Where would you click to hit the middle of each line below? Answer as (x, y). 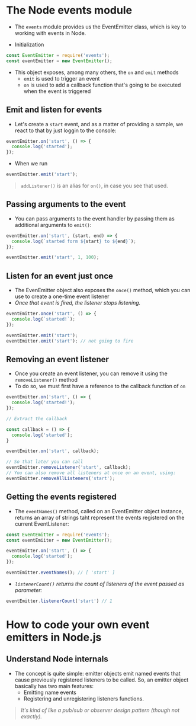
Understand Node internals (57, 659)
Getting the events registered (61, 497)
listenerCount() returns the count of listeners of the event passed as (99, 584)
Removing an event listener (58, 359)
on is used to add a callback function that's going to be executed (102, 85)
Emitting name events (50, 692)
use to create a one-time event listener (62, 296)
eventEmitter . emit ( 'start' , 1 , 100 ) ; (53, 258)
